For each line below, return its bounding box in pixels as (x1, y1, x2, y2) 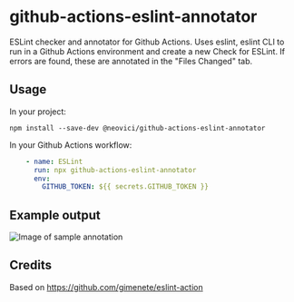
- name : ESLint (25, 157, 83, 166)
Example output (9, 207, 102, 223)
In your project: (9, 106, 66, 117)
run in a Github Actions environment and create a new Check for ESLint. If (9, 45, 286, 56)
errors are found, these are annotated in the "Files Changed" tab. (9, 55, 253, 66)
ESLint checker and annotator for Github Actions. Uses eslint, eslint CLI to (9, 36, 285, 47)
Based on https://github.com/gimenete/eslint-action (9, 281, 203, 292)
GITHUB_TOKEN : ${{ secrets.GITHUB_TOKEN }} (42, 182, 209, 191)
